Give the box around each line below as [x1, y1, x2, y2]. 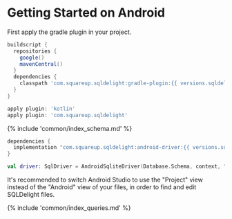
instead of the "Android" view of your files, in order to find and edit [7, 183, 197, 191]
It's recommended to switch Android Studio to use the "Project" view [7, 175, 204, 184]
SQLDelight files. [7, 191, 55, 199]
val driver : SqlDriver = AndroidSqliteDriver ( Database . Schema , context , [7, 163, 221, 170]
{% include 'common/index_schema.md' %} [7, 124, 133, 132]
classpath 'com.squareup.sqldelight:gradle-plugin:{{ [19, 80, 177, 87]
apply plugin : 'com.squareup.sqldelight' [7, 112, 128, 119]
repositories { [13, 47, 57, 55]
